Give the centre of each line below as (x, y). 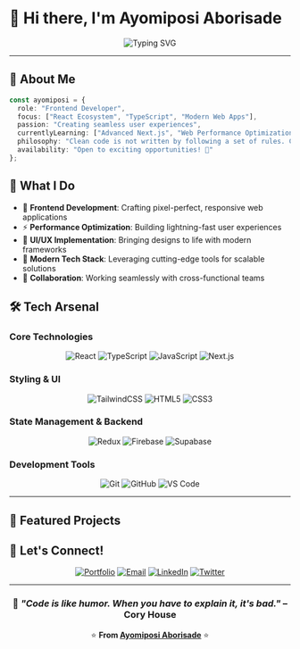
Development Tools (52, 464)
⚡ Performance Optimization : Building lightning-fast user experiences (152, 227)
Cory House (150, 615)
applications (45, 217)
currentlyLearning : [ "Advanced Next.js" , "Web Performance (129, 133)
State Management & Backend (76, 421)
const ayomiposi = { (48, 100)
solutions (39, 268)
